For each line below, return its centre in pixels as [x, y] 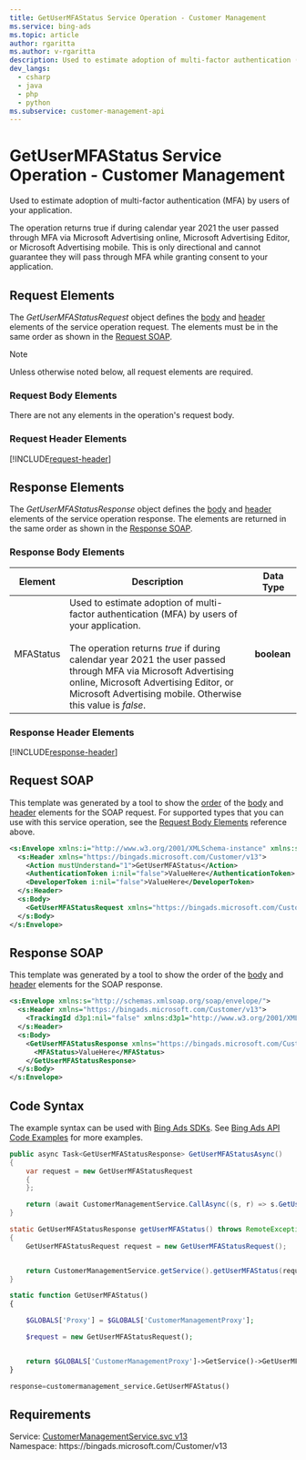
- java [30, 86]
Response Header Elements [72, 732]
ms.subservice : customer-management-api [87, 111]
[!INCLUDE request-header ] [61, 459]
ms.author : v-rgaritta [52, 52]
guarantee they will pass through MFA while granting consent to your [139, 257]
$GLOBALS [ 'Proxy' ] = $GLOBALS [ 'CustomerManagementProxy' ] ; [140, 1321]
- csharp [34, 77]
